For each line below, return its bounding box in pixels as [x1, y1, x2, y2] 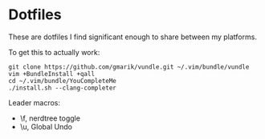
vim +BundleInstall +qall [8, 69, 95, 77]
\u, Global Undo [19, 121, 72, 131]
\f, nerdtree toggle [19, 113, 80, 123]
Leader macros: [8, 97, 60, 107]
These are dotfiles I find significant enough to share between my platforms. [8, 32, 257, 42]
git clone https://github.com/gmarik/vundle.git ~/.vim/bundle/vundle [8, 62, 250, 71]
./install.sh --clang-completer [8, 84, 116, 92]
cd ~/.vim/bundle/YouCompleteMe [8, 77, 116, 85]
